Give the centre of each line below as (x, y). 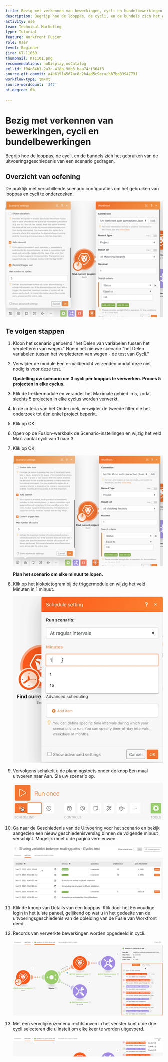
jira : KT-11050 (21, 53)
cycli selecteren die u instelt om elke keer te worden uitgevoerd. (79, 1029)
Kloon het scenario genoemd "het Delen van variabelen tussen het (81, 343)
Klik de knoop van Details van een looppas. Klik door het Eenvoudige (84, 908)
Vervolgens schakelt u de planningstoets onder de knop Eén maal (80, 771)
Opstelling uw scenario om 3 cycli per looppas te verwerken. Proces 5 (87, 379)
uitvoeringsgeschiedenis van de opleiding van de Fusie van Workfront (84, 918)
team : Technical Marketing (34, 27)
